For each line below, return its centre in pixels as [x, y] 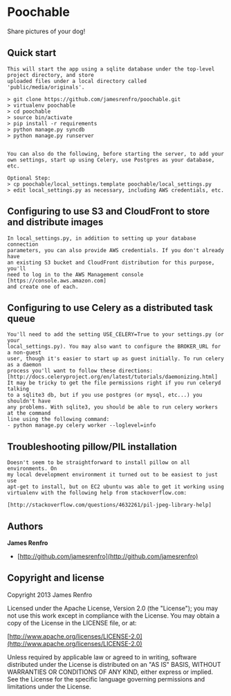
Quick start [32, 53]
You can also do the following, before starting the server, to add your [116, 154]
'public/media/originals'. [46, 87]
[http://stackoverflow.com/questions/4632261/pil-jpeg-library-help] [110, 505]
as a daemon [24, 365]
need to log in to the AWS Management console [75, 274]
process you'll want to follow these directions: [80, 371]
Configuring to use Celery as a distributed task [110, 308]
